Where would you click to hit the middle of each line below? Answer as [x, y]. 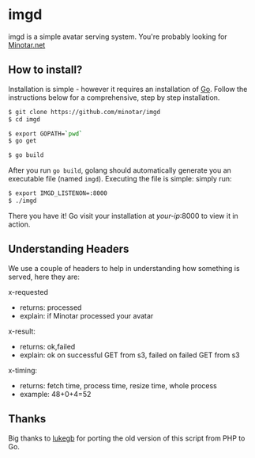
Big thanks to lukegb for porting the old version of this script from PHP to [127, 438]
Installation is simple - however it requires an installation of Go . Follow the [128, 89]
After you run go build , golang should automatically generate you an [120, 170]
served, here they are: [44, 277]
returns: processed [51, 307]
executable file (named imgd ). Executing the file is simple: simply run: [120, 179]
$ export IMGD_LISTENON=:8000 [58, 193]
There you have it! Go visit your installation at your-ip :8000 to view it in [123, 216]
